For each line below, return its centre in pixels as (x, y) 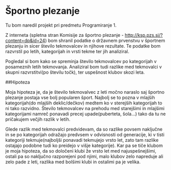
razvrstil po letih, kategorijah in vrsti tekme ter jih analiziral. (67, 51)
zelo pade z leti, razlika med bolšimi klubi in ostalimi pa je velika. (73, 162)
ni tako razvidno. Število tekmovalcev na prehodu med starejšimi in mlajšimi (85, 108)
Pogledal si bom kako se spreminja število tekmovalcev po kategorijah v (81, 61)
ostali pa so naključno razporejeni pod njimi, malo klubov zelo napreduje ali (84, 156)
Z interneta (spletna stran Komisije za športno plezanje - (65, 35)
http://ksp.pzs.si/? (144, 35)
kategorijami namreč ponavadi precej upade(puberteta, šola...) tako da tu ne (85, 114)
